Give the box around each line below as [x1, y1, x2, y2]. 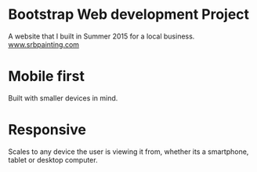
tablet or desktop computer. [8, 155, 98, 164]
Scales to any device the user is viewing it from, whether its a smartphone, [8, 147, 249, 156]
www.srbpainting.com [8, 39, 80, 49]
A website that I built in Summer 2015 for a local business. [8, 31, 195, 41]
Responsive [8, 121, 86, 139]
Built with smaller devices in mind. [8, 93, 118, 103]
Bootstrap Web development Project [8, 5, 249, 24]
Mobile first [8, 68, 85, 86]
